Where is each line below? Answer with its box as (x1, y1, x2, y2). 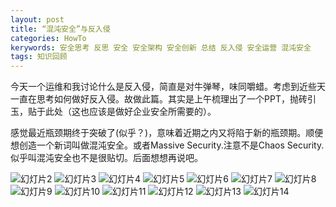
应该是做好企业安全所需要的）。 (88, 106, 217, 118)
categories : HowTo (10, 33, 87, 43)
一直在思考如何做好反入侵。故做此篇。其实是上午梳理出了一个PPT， (10, 93, 290, 105)
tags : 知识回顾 (10, 52, 68, 62)
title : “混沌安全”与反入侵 (10, 24, 111, 34)
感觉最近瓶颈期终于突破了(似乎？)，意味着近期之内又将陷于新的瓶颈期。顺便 (10, 127, 324, 139)
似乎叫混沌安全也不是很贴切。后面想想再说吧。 (10, 152, 203, 164)
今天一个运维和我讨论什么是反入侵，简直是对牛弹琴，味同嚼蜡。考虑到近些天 (10, 81, 326, 93)
